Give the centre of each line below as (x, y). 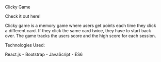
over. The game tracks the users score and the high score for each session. (80, 36)
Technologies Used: (25, 45)
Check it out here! (23, 16)
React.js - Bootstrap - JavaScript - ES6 (44, 54)
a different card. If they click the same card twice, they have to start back (78, 31)
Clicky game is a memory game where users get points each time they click (80, 25)
